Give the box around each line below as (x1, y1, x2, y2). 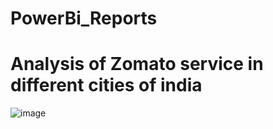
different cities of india (10, 74, 203, 97)
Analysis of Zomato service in (10, 53, 264, 76)
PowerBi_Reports (10, 7, 158, 30)
